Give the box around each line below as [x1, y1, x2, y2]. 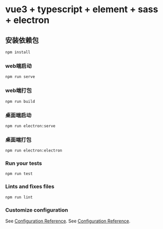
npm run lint [5, 194, 33, 199]
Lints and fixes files [5, 183, 55, 190]
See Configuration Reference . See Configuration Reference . [5, 218, 131, 224]
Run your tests [5, 160, 42, 167]
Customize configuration [5, 206, 69, 213]
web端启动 [5, 62, 32, 69]
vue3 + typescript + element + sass [5, 4, 158, 15]
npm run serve [5, 74, 36, 79]
